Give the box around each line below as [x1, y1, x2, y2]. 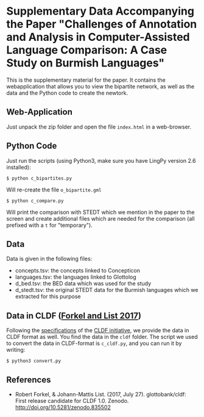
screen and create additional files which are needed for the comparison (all [6, 215, 195, 222]
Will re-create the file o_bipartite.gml [6, 186, 102, 193]
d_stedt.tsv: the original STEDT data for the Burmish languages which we [15, 287, 199, 294]
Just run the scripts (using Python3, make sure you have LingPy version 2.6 [6, 157, 196, 164]
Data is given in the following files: [6, 255, 93, 263]
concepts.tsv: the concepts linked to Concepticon [15, 267, 140, 274]
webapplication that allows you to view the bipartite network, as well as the [6, 82, 195, 90]
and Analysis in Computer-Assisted [6, 30, 190, 44]
